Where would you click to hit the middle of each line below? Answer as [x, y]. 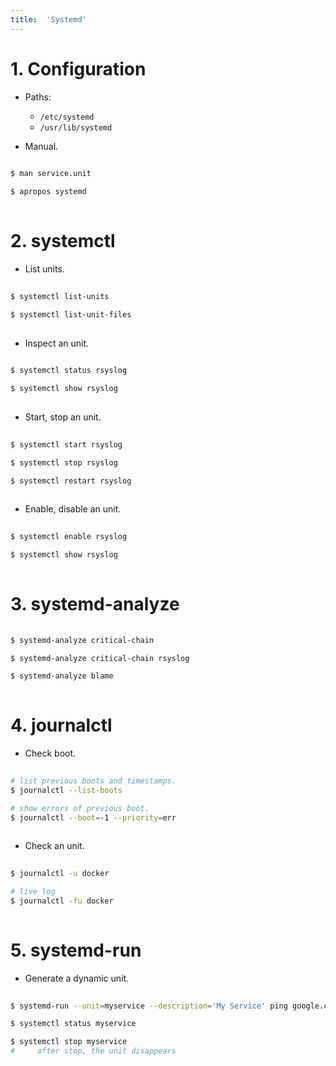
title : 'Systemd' [48, 19]
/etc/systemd [67, 117]
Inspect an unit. [57, 343]
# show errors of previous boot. [80, 808]
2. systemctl [63, 241]
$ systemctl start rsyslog [66, 444]
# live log [33, 892]
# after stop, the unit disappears [93, 1051]
